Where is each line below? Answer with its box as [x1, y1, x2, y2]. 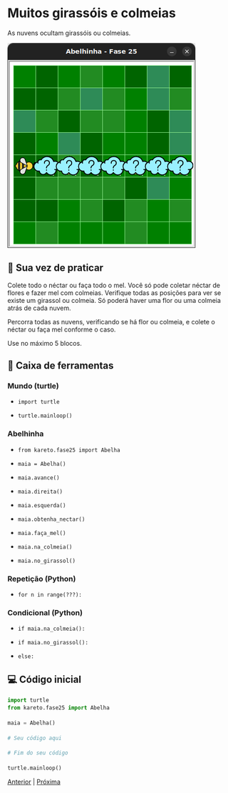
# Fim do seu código [7, 749, 69, 757]
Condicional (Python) [7, 607, 83, 617]
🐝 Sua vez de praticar [7, 262, 104, 274]
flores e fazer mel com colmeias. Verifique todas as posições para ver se [7, 288, 222, 297]
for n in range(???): [17, 592, 82, 599]
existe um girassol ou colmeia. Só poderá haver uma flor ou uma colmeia [7, 296, 221, 304]
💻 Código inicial [7, 673, 82, 685]
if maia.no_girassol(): [17, 639, 89, 647]
